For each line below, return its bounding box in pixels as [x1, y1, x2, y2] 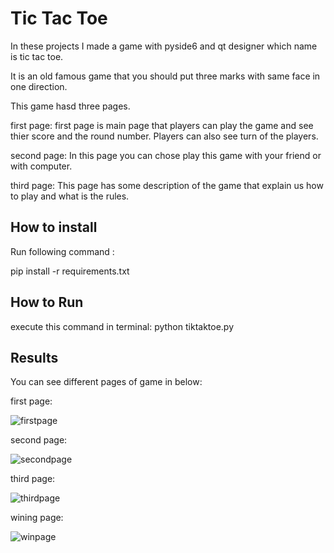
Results [10, 349, 59, 366]
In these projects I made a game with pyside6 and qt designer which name [10, 40, 318, 52]
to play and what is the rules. [10, 190, 130, 202]
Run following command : [10, 245, 115, 257]
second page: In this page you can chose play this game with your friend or [10, 149, 322, 161]
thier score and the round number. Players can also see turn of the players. [10, 130, 319, 142]
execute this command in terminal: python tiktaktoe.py [10, 320, 235, 332]
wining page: [10, 512, 64, 524]
